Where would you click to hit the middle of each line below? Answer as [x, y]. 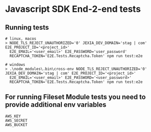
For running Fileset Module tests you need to [75, 97]
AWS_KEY [13, 116]
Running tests [27, 27]
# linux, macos [21, 39]
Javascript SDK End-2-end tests [73, 9]
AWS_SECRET [16, 120]
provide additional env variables [56, 105]
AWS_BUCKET [16, 125]
